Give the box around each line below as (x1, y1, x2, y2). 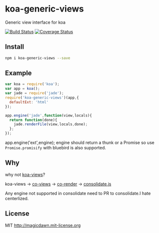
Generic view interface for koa (5, 19, 66, 25)
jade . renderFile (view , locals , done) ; (14, 122, 88, 127)
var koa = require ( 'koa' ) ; (5, 82, 60, 87)
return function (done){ (9, 117, 57, 122)
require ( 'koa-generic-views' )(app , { (5, 95, 79, 100)
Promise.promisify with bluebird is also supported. (5, 145, 106, 151)
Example (5, 69, 32, 77)
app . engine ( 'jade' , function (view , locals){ (5, 113, 92, 118)
